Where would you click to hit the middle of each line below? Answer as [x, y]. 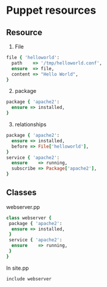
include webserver [29, 279]
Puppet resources [51, 10]
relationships [30, 124]
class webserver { [29, 218]
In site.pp [18, 268]
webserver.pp [23, 207]
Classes [21, 193]
